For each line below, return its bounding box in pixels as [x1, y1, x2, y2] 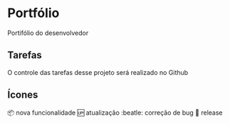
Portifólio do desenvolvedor [7, 29, 89, 37]
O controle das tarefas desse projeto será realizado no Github [7, 68, 189, 76]
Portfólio [7, 5, 60, 21]
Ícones [7, 89, 38, 101]
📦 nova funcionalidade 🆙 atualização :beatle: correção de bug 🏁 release [7, 108, 223, 117]
